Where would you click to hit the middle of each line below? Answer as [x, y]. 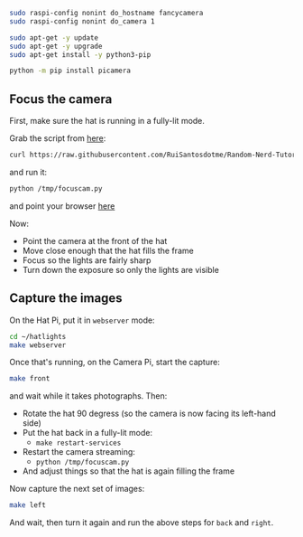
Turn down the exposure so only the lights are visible [120, 269]
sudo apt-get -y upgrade [56, 46]
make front [30, 379]
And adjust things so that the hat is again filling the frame [129, 471]
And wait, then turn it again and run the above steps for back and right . [142, 523]
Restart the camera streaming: [78, 452]
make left [28, 505]
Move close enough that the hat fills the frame [108, 250]
